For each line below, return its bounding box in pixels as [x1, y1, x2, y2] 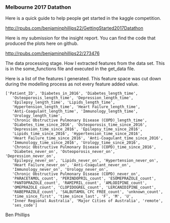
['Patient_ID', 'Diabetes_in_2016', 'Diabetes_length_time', [5, 91, 138, 96]
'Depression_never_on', [5, 153, 56, 159]
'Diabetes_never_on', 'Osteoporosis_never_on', [12, 149, 115, 154]
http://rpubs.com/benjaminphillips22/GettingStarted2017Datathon [5, 25, 144, 31]
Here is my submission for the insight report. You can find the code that [5, 35, 156, 41]
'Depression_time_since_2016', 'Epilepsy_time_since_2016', [12, 127, 143, 132]
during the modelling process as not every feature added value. [5, 81, 139, 87]
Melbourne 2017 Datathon [5, 4, 71, 11]
